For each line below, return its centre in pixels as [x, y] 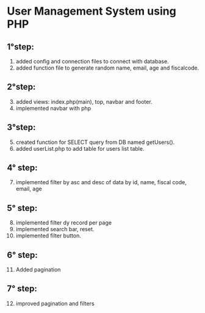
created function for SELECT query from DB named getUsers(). [95, 142]
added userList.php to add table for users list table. [80, 148]
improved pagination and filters [55, 303]
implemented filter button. [48, 236]
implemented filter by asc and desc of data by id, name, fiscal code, [101, 182]
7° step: [22, 289]
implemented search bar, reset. [55, 229]
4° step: [23, 168]
